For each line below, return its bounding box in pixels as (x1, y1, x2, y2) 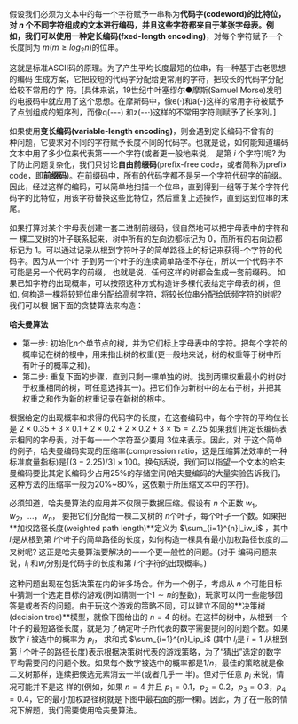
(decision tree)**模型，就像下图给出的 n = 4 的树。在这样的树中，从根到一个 (9, 611, 289, 622)
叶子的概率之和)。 (29, 360, 96, 370)
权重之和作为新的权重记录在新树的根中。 (21, 393, 170, 403)
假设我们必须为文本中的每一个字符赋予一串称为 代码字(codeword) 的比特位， (9, 9, 286, 19)
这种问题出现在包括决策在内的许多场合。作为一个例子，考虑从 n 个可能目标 (9, 577, 283, 589)
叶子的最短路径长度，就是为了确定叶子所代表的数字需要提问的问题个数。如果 (9, 622, 289, 633)
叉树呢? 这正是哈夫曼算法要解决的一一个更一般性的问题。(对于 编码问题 (9, 546, 270, 558)
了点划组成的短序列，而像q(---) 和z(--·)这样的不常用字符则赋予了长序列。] (9, 107, 277, 117)
